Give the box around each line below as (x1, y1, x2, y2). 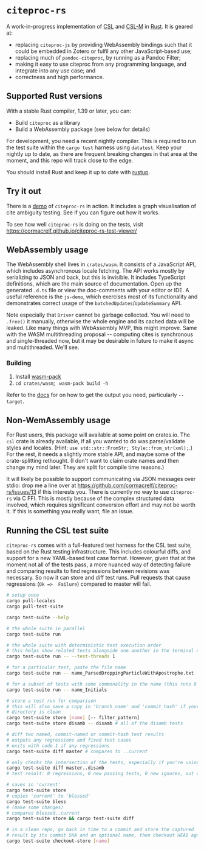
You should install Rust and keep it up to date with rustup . (6, 168, 151, 175)
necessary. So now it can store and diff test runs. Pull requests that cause (6, 574, 191, 581)
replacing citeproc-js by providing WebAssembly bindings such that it (15, 41, 192, 48)
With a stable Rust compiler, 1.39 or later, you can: (6, 107, 132, 114)
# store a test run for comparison (6, 698, 97, 704)
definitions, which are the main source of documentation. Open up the (6, 280, 182, 287)
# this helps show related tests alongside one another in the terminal (6, 648, 194, 654)
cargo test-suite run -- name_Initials (6, 687, 107, 693)
